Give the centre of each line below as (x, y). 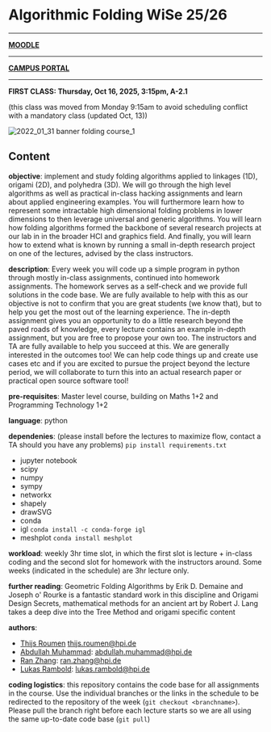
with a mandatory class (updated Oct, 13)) (78, 116)
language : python (38, 420)
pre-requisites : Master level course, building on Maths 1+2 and (113, 396)
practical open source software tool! (69, 381)
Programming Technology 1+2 (58, 405)
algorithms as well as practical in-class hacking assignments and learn (126, 193)
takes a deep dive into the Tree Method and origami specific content (122, 612)
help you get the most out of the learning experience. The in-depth (119, 312)
